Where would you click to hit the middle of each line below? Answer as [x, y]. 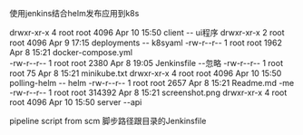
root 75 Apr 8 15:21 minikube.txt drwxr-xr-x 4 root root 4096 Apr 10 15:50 [146, 73]
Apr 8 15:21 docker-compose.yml [71, 52]
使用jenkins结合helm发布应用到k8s [74, 13]
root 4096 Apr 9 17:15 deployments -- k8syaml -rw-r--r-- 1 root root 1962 [146, 43]
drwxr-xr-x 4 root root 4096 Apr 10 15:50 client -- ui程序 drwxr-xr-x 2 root [147, 33]
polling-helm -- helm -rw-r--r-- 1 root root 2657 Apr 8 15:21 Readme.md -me [152, 83]
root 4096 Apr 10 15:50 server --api [76, 102]
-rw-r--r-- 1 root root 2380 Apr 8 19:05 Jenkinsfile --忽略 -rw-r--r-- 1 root [147, 63]
